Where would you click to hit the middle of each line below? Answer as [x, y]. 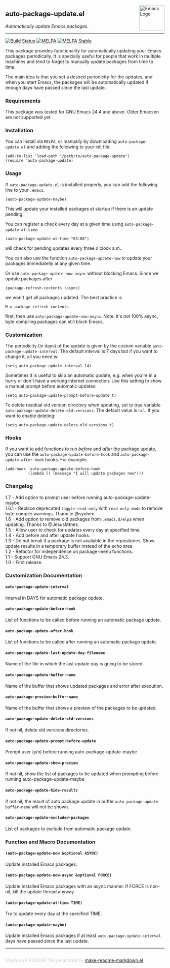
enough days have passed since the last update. [56, 87]
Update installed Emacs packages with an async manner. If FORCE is [77, 886]
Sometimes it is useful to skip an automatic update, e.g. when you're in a [81, 375]
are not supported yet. [29, 118]
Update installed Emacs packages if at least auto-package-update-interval [83, 935]
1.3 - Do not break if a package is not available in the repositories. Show [80, 540]
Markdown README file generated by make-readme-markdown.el [74, 960]
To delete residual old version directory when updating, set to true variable [83, 405]
